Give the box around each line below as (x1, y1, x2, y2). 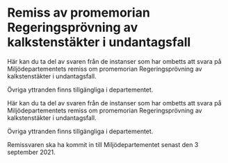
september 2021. (7, 148, 56, 156)
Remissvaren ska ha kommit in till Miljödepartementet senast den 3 (7, 140, 199, 148)
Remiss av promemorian (7, 5, 151, 21)
